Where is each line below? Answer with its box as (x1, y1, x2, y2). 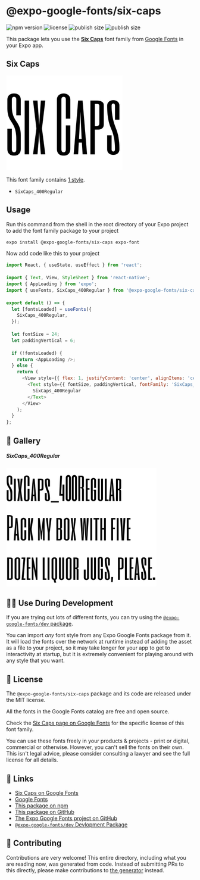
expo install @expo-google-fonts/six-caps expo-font (6, 239, 140, 245)
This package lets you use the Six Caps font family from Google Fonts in (6, 35, 184, 42)
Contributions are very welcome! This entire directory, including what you (6, 854, 186, 861)
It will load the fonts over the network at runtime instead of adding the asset (6, 638, 192, 645)
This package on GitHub (14, 808, 74, 815)
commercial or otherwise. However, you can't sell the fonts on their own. (6, 744, 184, 751)
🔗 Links (6, 773, 34, 784)
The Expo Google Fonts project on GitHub (14, 815, 117, 822)
